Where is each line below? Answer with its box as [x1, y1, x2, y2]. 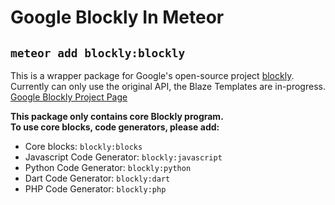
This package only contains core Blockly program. [10, 111, 224, 122]
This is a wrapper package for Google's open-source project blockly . [10, 70, 295, 81]
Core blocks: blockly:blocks [24, 141, 143, 152]
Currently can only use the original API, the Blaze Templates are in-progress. [10, 81, 326, 92]
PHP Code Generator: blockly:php [24, 183, 167, 195]
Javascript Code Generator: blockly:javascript [24, 151, 223, 163]
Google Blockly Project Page [10, 91, 128, 103]
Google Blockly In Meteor [10, 6, 225, 29]
